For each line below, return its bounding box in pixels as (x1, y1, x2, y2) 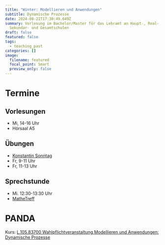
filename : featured (9, 57, 50, 62)
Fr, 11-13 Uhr (12, 163, 38, 169)
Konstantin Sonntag (12, 153, 53, 159)
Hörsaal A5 (12, 126, 35, 131)
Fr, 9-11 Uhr (12, 158, 36, 163)
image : (5, 53, 19, 58)
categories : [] (5, 48, 36, 53)
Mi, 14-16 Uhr (12, 120, 40, 126)
